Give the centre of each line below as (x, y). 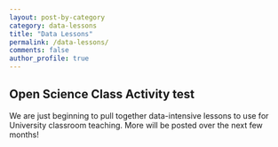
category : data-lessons (53, 26)
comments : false (39, 50)
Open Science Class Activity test (102, 94)
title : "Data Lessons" (51, 34)
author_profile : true (49, 58)
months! (24, 135)
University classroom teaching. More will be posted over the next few (136, 125)
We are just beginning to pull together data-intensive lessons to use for (139, 115)
